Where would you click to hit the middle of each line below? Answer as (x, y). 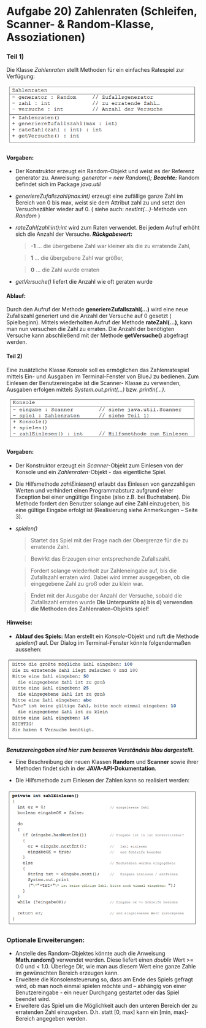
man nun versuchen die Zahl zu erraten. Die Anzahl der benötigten (90, 329)
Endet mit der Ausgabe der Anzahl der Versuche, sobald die (106, 595)
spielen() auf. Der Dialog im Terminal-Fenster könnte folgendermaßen (103, 642)
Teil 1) (15, 56)
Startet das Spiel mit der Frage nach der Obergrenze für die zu (109, 540)
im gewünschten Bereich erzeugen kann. (67, 973)
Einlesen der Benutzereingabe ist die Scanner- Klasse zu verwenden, (93, 383)
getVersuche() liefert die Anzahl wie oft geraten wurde (84, 282)
